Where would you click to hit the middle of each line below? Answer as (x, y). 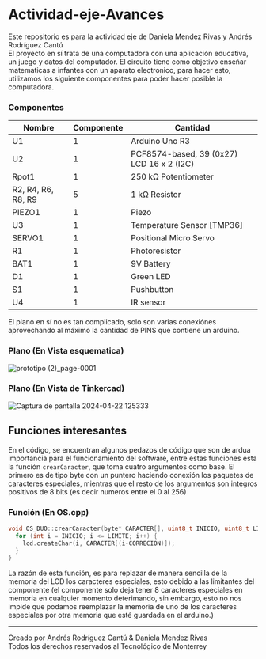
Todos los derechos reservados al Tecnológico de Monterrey (108, 646)
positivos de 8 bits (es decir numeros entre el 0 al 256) (97, 491)
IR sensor (148, 302)
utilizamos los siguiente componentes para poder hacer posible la (116, 78)
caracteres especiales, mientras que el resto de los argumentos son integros (133, 483)
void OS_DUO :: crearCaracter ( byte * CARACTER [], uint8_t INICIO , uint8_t (129, 528)
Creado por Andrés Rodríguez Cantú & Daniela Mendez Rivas (108, 638)
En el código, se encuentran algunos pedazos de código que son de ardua (129, 449)
